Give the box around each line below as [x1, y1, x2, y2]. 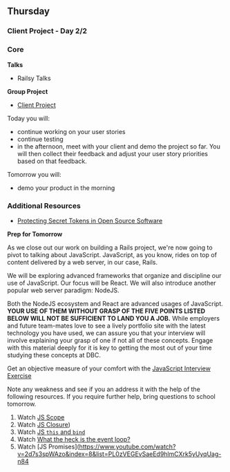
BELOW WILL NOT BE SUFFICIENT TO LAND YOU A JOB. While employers [7, 314, 220, 322]
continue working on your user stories [17, 127, 126, 135]
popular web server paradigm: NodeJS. [7, 286, 119, 294]
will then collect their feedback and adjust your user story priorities [17, 149, 209, 158]
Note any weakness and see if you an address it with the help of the [7, 385, 200, 393]
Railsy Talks [17, 74, 51, 82]
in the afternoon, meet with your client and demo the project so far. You [17, 142, 221, 151]
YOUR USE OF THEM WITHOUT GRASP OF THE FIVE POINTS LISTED [7, 307, 206, 315]
